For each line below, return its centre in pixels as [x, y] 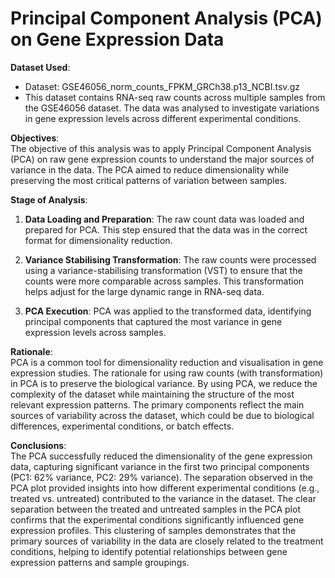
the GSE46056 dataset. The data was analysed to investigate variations [172, 108]
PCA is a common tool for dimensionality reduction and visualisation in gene [167, 362]
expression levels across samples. [95, 332]
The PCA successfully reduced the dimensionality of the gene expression [161, 456]
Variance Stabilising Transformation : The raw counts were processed [170, 259]
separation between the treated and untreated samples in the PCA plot [155, 509]
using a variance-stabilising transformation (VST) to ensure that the [163, 270]
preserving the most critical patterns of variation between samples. [149, 180]
